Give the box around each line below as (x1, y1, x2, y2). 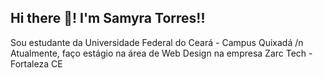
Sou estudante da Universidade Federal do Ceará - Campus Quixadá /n (10, 36, 304, 48)
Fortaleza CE (10, 57, 63, 70)
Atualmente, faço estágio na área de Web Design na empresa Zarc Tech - (10, 47, 313, 59)
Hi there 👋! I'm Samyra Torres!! (10, 10, 206, 27)
